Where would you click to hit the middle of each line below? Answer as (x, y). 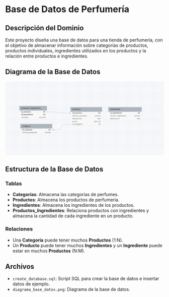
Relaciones (19, 229)
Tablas (14, 184)
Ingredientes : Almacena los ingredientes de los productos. (73, 205)
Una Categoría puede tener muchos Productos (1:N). (68, 240)
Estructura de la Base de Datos (54, 169)
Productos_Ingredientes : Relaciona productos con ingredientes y (81, 211)
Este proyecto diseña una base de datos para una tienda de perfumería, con (84, 40)
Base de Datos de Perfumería (67, 9)
